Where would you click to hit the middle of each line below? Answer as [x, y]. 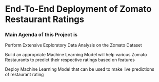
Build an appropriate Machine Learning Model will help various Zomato [76, 55]
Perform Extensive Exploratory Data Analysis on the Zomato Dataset [74, 45]
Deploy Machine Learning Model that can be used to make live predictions [80, 69]
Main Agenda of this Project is [41, 35]
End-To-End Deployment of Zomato [79, 9]
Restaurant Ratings [45, 19]
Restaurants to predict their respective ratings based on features [70, 60]
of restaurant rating [24, 75]
